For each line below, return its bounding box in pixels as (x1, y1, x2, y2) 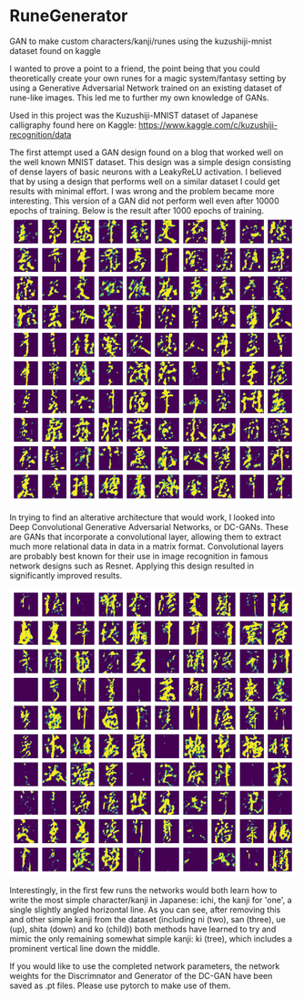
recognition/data (9, 129, 72, 140)
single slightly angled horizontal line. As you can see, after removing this (9, 904, 281, 915)
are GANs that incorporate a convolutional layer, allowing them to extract (9, 531, 282, 542)
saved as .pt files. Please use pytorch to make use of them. (9, 980, 231, 991)
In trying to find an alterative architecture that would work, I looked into (9, 512, 276, 523)
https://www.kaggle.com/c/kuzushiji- (137, 120, 278, 130)
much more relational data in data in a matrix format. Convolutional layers (9, 540, 284, 552)
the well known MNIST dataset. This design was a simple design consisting (9, 156, 291, 167)
